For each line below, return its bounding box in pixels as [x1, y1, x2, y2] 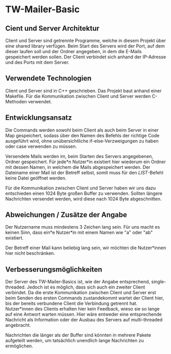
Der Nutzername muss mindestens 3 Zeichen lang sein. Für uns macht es [5, 224, 160, 230]
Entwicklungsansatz [5, 114, 72, 122]
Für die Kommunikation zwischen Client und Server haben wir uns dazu [5, 185, 156, 191]
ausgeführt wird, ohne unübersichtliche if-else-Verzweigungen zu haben [5, 138, 159, 144]
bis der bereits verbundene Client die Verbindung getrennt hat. [5, 300, 138, 306]
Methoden [5, 98, 27, 104]
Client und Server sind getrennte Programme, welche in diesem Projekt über [5, 37, 166, 43]
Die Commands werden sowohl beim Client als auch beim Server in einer [5, 127, 159, 133]
